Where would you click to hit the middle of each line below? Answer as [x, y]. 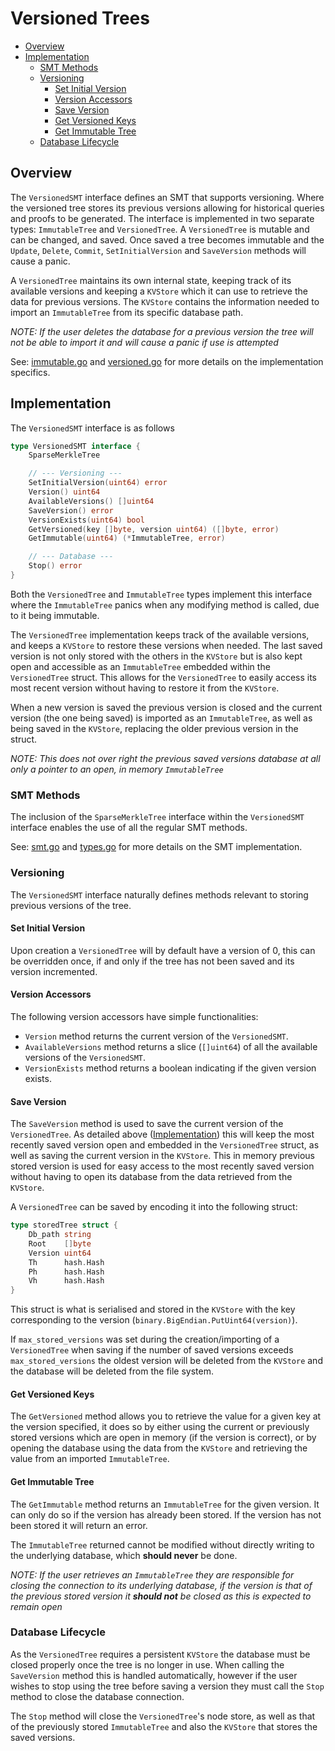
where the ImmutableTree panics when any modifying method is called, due [165, 604]
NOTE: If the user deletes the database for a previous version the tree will [162, 331]
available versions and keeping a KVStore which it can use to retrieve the [159, 291]
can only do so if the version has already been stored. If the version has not [166, 1514]
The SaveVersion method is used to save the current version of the [147, 1124]
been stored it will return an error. [79, 1525]
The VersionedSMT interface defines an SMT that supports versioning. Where [167, 197]
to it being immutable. [55, 615]
